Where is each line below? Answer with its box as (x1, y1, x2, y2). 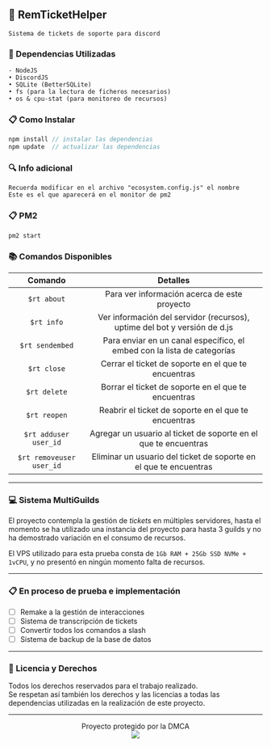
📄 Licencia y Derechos (8, 662, 98, 673)
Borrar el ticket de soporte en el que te (100, 382, 247, 393)
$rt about (27, 294, 66, 304)
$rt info (30, 318, 64, 327)
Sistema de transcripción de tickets (19, 616, 138, 626)
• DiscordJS (8, 74, 48, 82)
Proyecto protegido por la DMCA (81, 721, 190, 732)
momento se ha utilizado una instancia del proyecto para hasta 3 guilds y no (8, 525, 262, 534)
